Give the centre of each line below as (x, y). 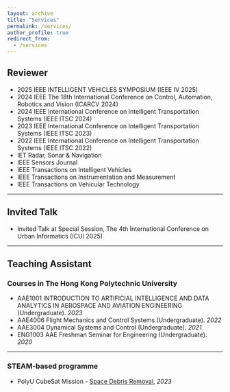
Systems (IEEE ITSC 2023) (54, 133)
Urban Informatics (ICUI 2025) (60, 236)
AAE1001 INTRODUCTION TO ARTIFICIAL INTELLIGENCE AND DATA (113, 298)
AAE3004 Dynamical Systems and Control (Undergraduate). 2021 (109, 328)
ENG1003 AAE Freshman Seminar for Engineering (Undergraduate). (112, 335)
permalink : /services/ (39, 26)
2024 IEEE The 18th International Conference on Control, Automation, (115, 97)
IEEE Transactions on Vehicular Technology (78, 184)
